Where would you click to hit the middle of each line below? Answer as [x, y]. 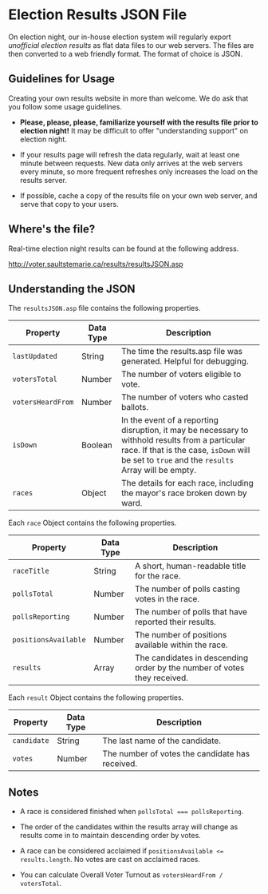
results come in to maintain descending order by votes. [110, 836]
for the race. [158, 576]
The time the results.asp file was [182, 352]
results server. [43, 180]
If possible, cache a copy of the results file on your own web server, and [138, 195]
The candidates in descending [192, 658]
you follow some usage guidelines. [65, 106]
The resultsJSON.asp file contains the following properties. [104, 308]
